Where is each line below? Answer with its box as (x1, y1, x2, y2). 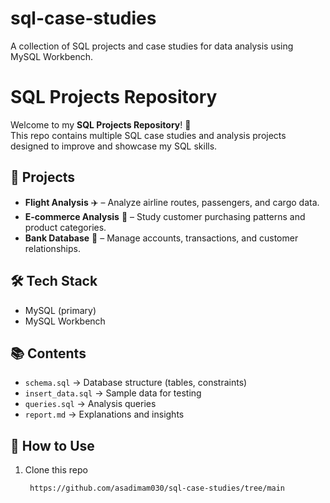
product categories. (24, 221, 107, 233)
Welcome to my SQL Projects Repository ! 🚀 (10, 118, 192, 131)
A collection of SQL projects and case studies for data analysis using (10, 40, 294, 52)
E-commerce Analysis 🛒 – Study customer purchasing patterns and (24, 210, 306, 222)
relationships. (24, 242, 81, 254)
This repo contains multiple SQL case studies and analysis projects (10, 129, 287, 141)
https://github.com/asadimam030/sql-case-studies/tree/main (29, 483, 286, 494)
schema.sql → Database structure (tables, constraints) (24, 377, 248, 389)
